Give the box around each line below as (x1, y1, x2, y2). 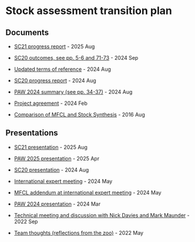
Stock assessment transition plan (5, 4, 173, 18)
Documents (5, 28, 49, 38)
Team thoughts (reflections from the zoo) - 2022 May (14, 229, 144, 236)
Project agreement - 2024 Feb (14, 100, 88, 107)
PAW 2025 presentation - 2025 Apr (14, 155, 100, 162)
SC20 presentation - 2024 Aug (14, 166, 89, 173)
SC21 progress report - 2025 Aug (14, 43, 95, 50)
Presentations (5, 128, 58, 138)
